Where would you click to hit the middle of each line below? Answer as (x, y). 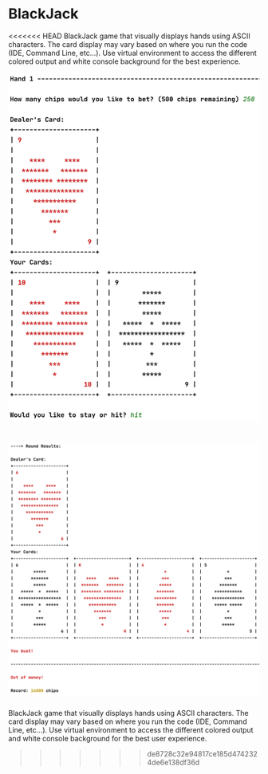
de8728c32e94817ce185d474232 (202, 753)
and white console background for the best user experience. (108, 738)
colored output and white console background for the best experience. (124, 61)
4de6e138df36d (173, 762)
